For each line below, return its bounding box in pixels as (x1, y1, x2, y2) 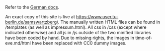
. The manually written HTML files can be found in (58, 19, 161, 25)
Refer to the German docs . (5, 4, 60, 10)
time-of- (135, 35, 153, 41)
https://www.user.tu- (76, 14, 119, 19)
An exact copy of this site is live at (5, 14, 76, 19)
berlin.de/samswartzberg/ (5, 19, 58, 25)
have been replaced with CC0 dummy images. (32, 40, 127, 46)
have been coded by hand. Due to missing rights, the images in (5, 35, 134, 41)
